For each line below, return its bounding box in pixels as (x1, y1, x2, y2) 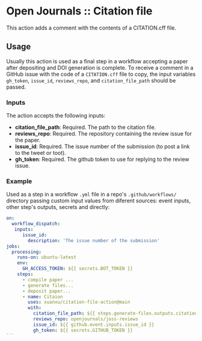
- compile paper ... (22, 277, 74, 283)
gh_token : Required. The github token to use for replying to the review (14, 155, 189, 163)
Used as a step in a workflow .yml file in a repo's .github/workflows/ (6, 191, 177, 198)
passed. (6, 83, 26, 90)
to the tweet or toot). (14, 149, 66, 157)
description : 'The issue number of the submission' (28, 237, 161, 243)
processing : (11, 249, 42, 255)
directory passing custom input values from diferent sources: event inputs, (6, 197, 191, 204)
